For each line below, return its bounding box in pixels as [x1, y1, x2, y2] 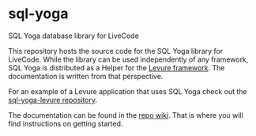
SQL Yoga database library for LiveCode [8, 31, 140, 40]
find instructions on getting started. [8, 119, 123, 128]
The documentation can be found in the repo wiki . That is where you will [8, 110, 243, 119]
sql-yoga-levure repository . [8, 95, 97, 104]
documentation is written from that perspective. [8, 71, 164, 81]
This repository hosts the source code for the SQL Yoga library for [8, 46, 224, 55]
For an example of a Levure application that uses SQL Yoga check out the [8, 86, 247, 96]
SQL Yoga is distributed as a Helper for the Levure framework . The [8, 62, 225, 72]
